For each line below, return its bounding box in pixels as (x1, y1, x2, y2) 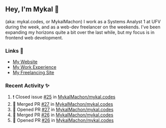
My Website (12, 59, 38, 65)
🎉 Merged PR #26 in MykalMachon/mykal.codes (12, 112, 114, 118)
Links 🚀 (5, 47, 24, 54)
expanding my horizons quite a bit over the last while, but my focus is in (5, 29, 155, 35)
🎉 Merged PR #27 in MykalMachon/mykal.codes (12, 101, 113, 107)
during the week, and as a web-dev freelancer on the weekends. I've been (5, 24, 160, 30)
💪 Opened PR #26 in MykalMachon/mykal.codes (12, 117, 114, 123)
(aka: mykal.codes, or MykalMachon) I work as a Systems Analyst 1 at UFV (5, 18, 161, 24)
